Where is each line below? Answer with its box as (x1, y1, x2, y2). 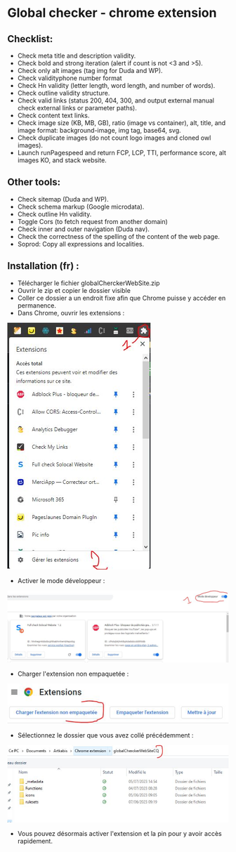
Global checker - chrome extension (7, 5, 217, 21)
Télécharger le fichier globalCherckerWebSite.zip (17, 279, 160, 287)
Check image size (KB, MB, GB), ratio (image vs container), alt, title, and (17, 119, 226, 127)
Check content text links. (17, 111, 90, 119)
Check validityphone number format (17, 74, 122, 82)
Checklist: (7, 33, 53, 45)
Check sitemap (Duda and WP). (17, 195, 109, 203)
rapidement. (17, 837, 53, 845)
